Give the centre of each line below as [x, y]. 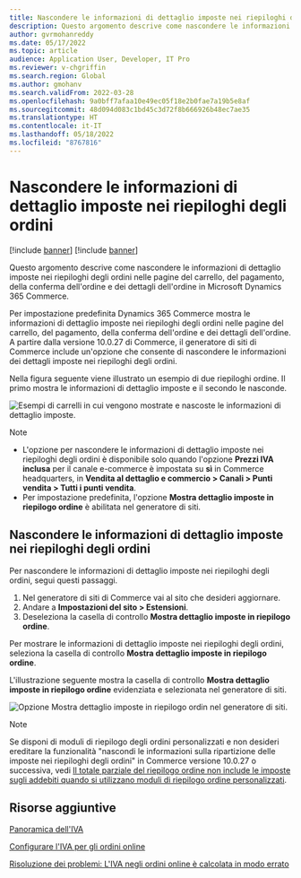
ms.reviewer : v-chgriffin [57, 68]
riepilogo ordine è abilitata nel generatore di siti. [112, 507]
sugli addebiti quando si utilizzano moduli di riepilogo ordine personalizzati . [148, 779]
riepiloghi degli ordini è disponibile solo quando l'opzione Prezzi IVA [148, 459]
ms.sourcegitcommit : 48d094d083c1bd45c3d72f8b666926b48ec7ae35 [130, 109]
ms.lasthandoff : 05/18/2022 [62, 135]
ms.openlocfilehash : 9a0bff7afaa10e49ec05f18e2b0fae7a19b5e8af [130, 101]
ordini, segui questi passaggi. [64, 580]
